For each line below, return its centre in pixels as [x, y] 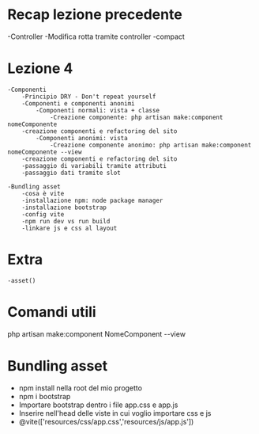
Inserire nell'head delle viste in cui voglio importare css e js [115, 413]
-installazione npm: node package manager [92, 200]
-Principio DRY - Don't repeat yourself [89, 97]
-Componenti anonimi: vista [82, 138]
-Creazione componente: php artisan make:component [136, 117]
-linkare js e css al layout [69, 228]
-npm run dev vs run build [66, 221]
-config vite [43, 214]
